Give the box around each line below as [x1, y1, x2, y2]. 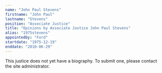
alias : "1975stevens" [5, 30, 50, 35]
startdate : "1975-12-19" [5, 40, 57, 45]
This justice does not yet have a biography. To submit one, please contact [5, 58, 157, 64]
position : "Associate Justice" [5, 21, 70, 26]
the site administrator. [5, 63, 50, 69]
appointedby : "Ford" [5, 35, 48, 40]
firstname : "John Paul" [5, 12, 55, 17]
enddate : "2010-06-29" [5, 44, 52, 49]
